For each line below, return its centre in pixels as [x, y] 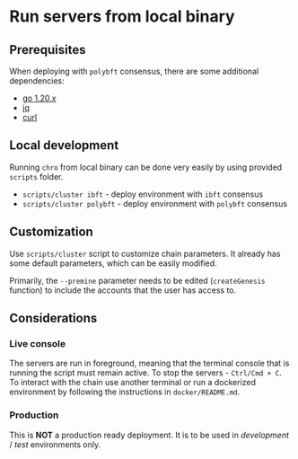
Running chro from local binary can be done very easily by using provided [146, 167]
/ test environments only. [55, 444]
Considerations [53, 318]
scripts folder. [36, 176]
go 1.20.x [39, 98]
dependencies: [37, 81]
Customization [52, 232]
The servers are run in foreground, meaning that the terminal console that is [149, 363]
